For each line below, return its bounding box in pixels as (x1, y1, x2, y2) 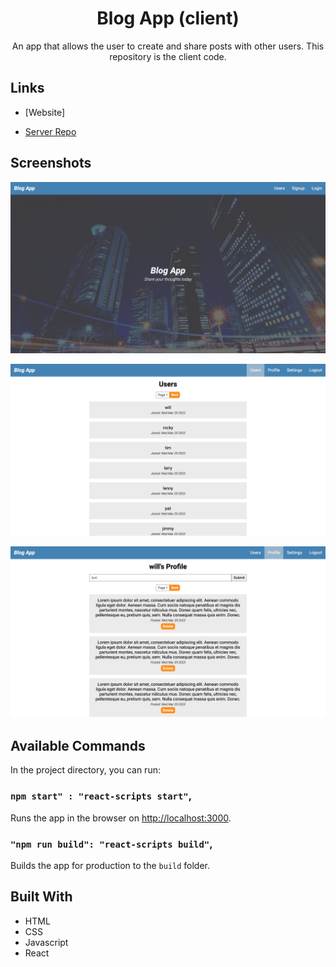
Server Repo (24, 125, 77, 137)
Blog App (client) (96, 7, 240, 30)
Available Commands (10, 737, 146, 754)
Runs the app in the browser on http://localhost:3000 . (10, 812, 232, 824)
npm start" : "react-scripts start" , (10, 789, 193, 803)
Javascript (24, 936, 69, 948)
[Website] (24, 106, 66, 118)
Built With (10, 888, 73, 906)
